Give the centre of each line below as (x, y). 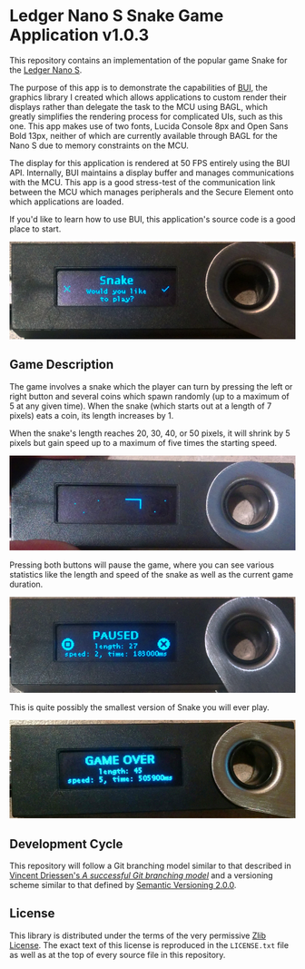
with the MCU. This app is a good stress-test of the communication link (143, 182)
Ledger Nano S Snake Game (117, 16)
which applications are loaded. (67, 202)
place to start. (35, 229)
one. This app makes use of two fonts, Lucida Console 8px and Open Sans (149, 126)
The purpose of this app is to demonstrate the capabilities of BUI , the (138, 87)
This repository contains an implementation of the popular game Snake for (148, 60)
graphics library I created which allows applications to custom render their (148, 97)
